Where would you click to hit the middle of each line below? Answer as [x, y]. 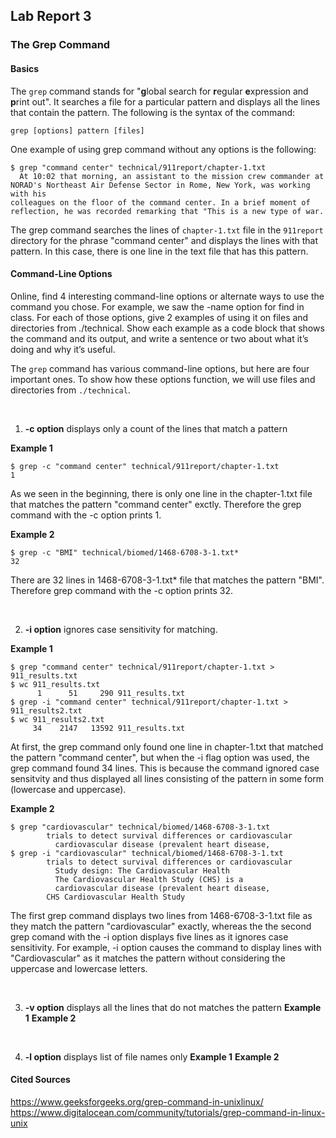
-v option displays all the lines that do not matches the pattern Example [173, 1007]
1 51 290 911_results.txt [111, 693]
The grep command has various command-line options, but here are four [160, 368]
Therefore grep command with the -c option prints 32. [121, 590]
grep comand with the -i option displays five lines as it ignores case [149, 936]
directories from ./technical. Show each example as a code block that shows [167, 328]
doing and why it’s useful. [63, 349]
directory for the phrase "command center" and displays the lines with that [164, 240]
